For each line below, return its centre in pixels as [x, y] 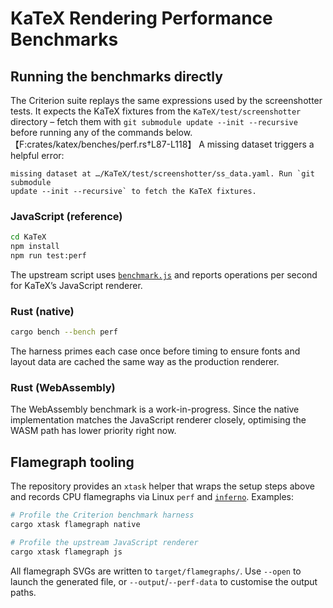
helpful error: [37, 155]
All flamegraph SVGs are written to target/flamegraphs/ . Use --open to [156, 571]
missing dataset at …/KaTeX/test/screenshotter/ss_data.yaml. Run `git [162, 174]
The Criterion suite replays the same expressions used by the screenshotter [166, 100]
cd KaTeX [28, 237]
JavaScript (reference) [66, 216]
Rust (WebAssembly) [63, 388]
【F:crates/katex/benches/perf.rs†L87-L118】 [103, 144]
